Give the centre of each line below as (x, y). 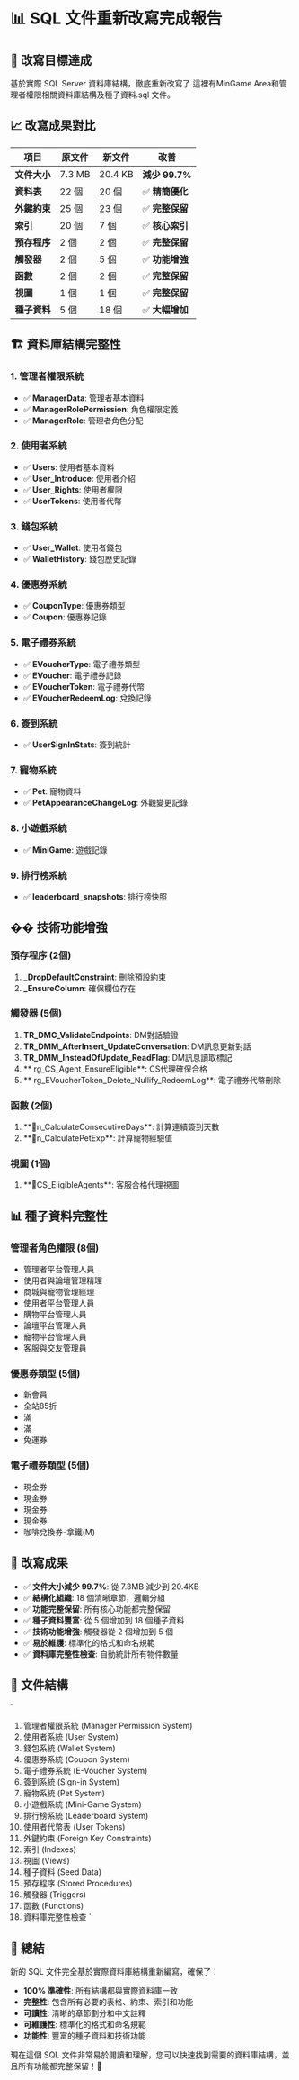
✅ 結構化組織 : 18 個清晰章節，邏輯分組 (94, 1597)
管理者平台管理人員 (59, 1270)
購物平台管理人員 (55, 1315)
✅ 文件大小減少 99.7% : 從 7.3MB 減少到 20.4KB (111, 1587)
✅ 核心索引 (166, 225)
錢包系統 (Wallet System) (69, 1749)
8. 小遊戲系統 (39, 828)
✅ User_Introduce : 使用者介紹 (79, 478)
